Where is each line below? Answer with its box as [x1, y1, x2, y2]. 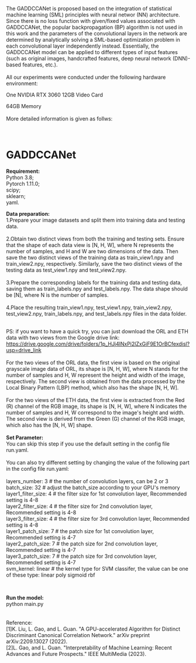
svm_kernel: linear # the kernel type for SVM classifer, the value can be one [6, 565, 188, 572]
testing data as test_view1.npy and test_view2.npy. [6, 266, 127, 273]
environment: [6, 80, 38, 87]
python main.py [6, 600, 44, 607]
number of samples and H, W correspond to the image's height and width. [6, 408, 185, 416]
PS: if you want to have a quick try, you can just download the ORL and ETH [6, 327, 188, 334]
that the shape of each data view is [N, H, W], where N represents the [6, 241, 174, 249]
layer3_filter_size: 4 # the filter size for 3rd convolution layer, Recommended [6, 515, 190, 522]
